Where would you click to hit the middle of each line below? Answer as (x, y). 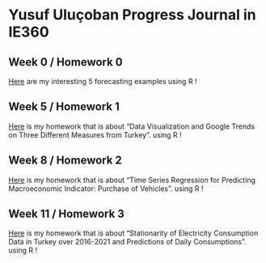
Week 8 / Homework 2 (65, 161)
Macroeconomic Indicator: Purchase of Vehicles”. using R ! (106, 189)
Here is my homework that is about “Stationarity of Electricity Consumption (133, 233)
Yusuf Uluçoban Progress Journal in (132, 15)
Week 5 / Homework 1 (64, 107)
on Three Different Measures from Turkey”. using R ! (95, 134)
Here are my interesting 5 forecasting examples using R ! (103, 81)
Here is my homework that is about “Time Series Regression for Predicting (132, 180)
